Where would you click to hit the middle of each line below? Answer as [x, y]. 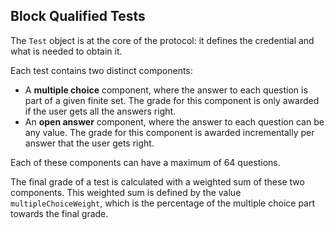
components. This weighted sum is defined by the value [126, 192]
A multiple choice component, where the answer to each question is [166, 90]
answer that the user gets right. [89, 143]
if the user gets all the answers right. [100, 111]
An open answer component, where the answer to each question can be [174, 121]
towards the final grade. [59, 213]
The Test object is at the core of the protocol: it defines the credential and [162, 40]
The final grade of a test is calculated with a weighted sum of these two [157, 181]
